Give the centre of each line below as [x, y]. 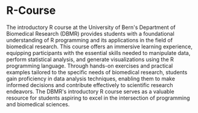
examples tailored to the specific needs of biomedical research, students [97, 72]
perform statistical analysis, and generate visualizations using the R [90, 59]
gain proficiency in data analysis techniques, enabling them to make [91, 79]
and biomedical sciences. [38, 104]
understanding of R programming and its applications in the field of [90, 40]
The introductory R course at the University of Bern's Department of [91, 27]
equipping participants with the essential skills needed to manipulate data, [98, 53]
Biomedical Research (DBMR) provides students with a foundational [91, 33]
